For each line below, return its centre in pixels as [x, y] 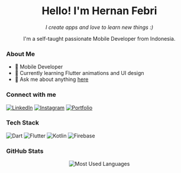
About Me [21, 54]
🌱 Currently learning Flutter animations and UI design [79, 73]
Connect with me [31, 94]
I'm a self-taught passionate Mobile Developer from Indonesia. [99, 38]
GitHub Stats [25, 151]
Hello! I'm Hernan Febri [99, 11]
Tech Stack [23, 123]
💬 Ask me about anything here [51, 79]
